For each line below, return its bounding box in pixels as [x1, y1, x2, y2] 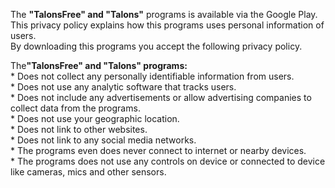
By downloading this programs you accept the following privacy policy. [10, 40, 303, 52]
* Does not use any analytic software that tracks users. [10, 81, 237, 93]
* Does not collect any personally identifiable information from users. [10, 70, 295, 82]
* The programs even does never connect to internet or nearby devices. [10, 145, 307, 156]
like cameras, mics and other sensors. [10, 166, 167, 178]
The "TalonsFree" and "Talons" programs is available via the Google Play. [10, 9, 318, 20]
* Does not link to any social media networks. [10, 134, 197, 146]
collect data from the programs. [10, 102, 141, 114]
